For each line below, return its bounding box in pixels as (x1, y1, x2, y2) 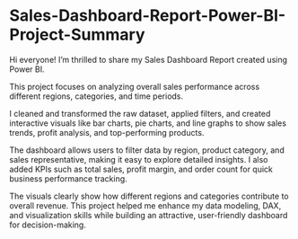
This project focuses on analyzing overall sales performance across (9, 81, 260, 92)
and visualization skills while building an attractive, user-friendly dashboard (9, 209, 288, 220)
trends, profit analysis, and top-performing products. (9, 127, 205, 137)
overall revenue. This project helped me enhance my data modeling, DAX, (9, 199, 282, 211)
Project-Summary (9, 24, 145, 45)
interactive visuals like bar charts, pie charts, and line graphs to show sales (9, 118, 287, 128)
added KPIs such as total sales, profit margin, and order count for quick (9, 164, 274, 174)
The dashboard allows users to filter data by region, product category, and (9, 145, 285, 155)
